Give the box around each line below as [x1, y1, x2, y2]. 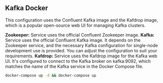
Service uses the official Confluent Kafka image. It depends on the [5, 37, 141, 43]
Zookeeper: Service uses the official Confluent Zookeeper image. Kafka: [5, 32, 155, 38]
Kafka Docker [5, 4, 49, 12]
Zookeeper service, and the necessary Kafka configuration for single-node [5, 42, 158, 48]
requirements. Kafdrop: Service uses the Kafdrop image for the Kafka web [5, 53, 158, 59]
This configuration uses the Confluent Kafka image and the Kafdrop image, [5, 17, 159, 23]
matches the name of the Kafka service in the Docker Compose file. [5, 63, 144, 69]
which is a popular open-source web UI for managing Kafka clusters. [5, 22, 146, 28]
